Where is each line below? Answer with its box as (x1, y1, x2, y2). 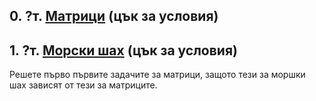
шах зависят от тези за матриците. (9, 79, 158, 91)
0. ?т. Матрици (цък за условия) (9, 8, 219, 25)
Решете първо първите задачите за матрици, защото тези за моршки (9, 69, 306, 81)
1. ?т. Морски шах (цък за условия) (9, 42, 238, 59)
